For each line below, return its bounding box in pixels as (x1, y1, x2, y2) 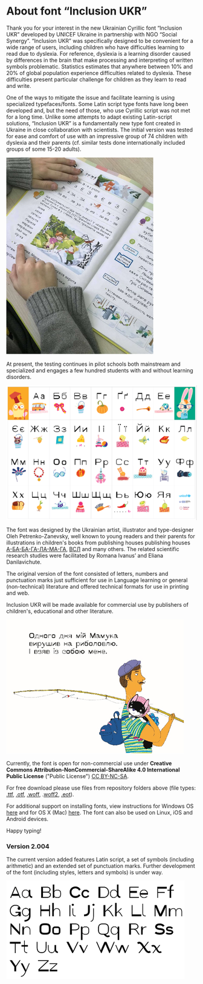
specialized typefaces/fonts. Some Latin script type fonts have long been (6, 100, 188, 107)
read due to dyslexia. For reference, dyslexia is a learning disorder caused (6, 50, 191, 57)
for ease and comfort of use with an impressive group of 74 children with (6, 132, 188, 140)
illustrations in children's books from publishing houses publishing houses (6, 539, 190, 546)
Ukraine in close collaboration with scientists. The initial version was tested (6, 126, 193, 133)
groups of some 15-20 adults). (6, 145, 82, 153)
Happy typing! (6, 827, 42, 834)
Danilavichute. (6, 558, 42, 566)
